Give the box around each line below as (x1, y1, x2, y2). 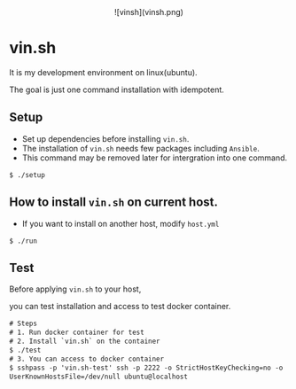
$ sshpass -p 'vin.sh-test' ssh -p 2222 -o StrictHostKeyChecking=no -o (9, 363, 284, 373)
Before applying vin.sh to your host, (9, 284, 142, 294)
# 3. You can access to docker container (9, 354, 165, 364)
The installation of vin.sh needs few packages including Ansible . (21, 143, 260, 153)
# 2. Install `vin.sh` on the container (9, 337, 161, 346)
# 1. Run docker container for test (9, 328, 144, 338)
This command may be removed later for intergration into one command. (21, 152, 288, 163)
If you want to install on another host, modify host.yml (21, 218, 220, 229)
